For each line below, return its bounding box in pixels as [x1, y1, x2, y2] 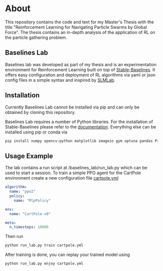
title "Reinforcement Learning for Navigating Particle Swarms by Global [5, 24, 147, 30]
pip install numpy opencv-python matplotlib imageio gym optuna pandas [5, 138, 153, 144]
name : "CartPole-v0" [9, 211, 51, 217]
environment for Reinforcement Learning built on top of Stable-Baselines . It [5, 67, 155, 72]
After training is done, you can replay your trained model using [5, 252, 130, 258]
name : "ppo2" [9, 189, 36, 194]
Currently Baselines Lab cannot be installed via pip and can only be [5, 104, 140, 110]
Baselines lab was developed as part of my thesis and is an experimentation [5, 61, 157, 67]
